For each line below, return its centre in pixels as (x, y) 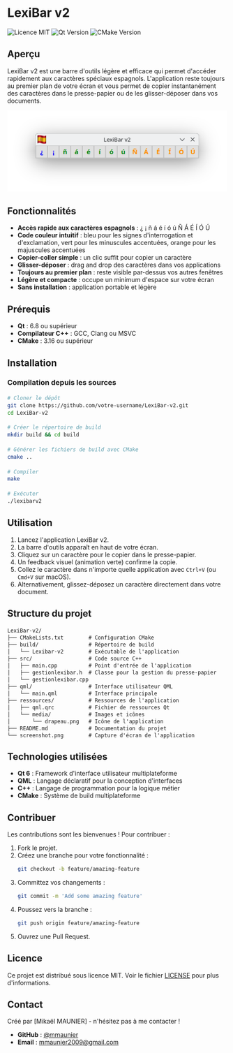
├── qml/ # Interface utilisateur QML (90, 686)
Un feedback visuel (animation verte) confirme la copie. (97, 562)
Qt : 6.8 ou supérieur (47, 326)
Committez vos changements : (61, 883)
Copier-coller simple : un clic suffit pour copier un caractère (104, 258)
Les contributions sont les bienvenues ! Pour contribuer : (89, 834)
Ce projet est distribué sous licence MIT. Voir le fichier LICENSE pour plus (113, 975)
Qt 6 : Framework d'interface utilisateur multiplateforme (97, 774)
